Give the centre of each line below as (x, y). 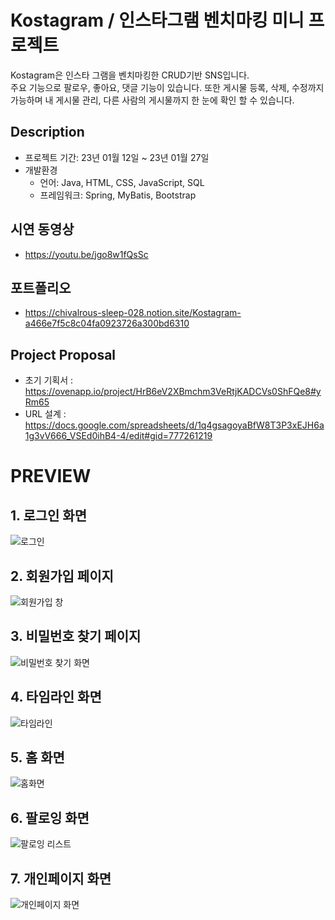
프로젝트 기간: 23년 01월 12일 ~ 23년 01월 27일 (117, 157)
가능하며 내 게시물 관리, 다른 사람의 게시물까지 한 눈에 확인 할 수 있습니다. (152, 100)
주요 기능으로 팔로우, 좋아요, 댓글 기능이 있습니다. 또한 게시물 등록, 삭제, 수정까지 (167, 87)
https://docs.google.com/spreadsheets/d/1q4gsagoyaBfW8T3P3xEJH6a (174, 425)
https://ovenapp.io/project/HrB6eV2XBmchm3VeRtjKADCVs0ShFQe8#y (173, 392)
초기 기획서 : (49, 380)
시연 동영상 (42, 229)
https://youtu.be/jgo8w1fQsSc (86, 254)
